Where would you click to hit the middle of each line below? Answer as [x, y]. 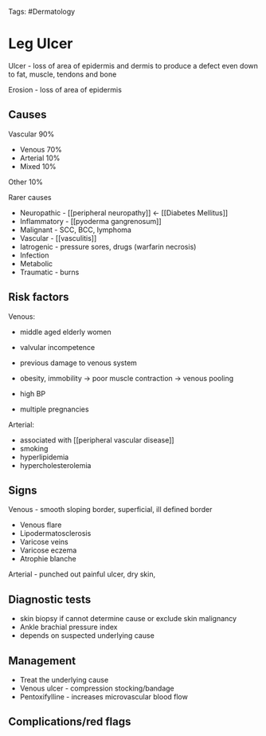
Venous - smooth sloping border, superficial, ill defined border [110, 510]
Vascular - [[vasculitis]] [58, 238]
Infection [34, 255]
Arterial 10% [40, 158]
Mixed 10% [38, 166]
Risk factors [39, 297]
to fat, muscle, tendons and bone [63, 74]
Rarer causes [30, 197]
